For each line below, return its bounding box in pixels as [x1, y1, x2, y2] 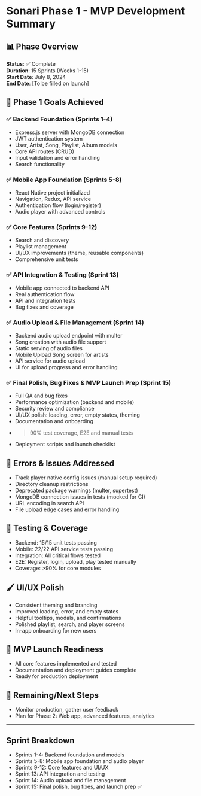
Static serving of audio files [14, 344, 83, 351]
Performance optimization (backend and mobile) [14, 399, 135, 406]
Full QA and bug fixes [14, 392, 68, 399]
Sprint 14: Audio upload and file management [14, 777, 127, 784]
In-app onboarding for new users [14, 627, 97, 634]
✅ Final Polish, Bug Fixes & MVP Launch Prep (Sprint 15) [6, 378, 172, 387]
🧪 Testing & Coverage [6, 523, 89, 533]
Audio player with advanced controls [14, 208, 106, 215]
